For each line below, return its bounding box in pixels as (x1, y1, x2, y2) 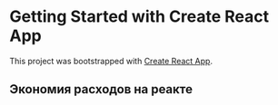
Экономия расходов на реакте (9, 81, 194, 97)
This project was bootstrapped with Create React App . (9, 55, 213, 66)
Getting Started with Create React (9, 6, 270, 27)
